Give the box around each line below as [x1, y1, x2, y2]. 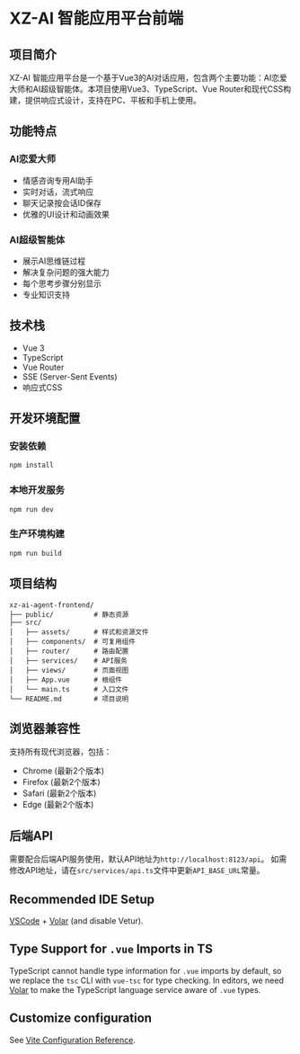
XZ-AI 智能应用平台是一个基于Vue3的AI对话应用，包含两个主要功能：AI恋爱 [9, 73, 287, 83]
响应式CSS [22, 381, 63, 392]
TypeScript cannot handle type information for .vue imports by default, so [9, 965, 282, 976]
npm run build [9, 549, 63, 558]
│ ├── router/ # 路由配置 [9, 647, 129, 656]
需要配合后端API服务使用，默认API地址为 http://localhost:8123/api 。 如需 [9, 853, 287, 864]
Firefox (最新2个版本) [22, 777, 101, 788]
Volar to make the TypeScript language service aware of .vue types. [9, 984, 261, 995]
